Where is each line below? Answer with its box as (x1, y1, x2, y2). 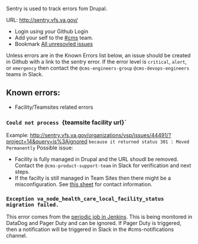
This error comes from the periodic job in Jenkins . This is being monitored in (6, 213, 193, 220)
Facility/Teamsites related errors (14, 103, 93, 110)
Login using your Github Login (14, 28, 89, 35)
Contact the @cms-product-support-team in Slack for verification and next (14, 162, 191, 169)
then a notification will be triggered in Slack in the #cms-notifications (6, 226, 174, 233)
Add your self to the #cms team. (14, 34, 93, 41)
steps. (14, 168, 30, 175)
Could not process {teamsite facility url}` (6, 118, 127, 126)
